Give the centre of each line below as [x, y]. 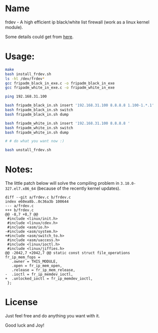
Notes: [19, 170]
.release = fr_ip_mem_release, [44, 270]
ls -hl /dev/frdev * [25, 79]
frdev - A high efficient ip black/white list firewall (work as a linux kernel [77, 22]
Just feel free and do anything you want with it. [53, 316]
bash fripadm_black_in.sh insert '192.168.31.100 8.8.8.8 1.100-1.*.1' [79, 106]
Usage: [20, 56]
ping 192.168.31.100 [26, 97]
